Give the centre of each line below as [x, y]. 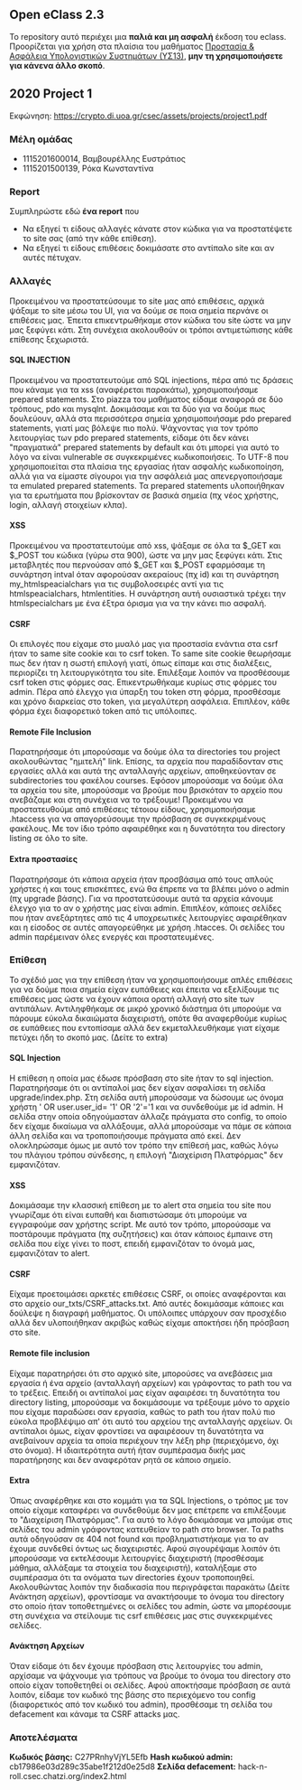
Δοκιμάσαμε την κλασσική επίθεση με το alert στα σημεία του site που [141, 1205]
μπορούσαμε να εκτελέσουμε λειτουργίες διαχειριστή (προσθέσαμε [137, 1558]
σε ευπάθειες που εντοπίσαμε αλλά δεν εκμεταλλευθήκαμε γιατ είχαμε [145, 1027]
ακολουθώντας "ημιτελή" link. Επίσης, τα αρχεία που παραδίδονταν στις [146, 762]
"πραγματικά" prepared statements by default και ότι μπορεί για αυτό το [144, 447]
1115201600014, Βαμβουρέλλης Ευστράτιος [104, 158]
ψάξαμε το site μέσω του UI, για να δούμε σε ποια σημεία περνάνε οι [139, 310]
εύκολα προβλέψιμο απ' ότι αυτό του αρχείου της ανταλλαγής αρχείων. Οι [151, 1421]
